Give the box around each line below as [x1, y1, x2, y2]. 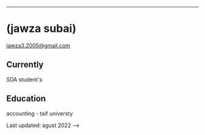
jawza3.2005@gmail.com [6, 42, 70, 49]
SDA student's [6, 76, 43, 83]
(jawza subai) [6, 22, 76, 35]
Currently [6, 59, 44, 70]
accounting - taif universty [6, 109, 73, 117]
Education [6, 93, 46, 104]
